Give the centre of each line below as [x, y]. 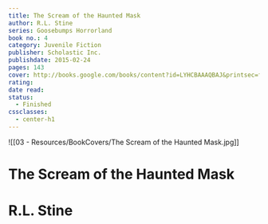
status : [21, 97]
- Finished [33, 104]
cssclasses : [28, 112]
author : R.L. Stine [41, 23]
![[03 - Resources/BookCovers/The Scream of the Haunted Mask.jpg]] [124, 142]
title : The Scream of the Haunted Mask [75, 16]
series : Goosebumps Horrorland [60, 30]
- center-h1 [35, 120]
